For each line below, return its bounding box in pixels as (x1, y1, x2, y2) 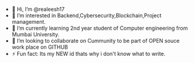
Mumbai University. (11, 31, 59, 38)
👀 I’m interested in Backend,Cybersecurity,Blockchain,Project (11, 12, 162, 19)
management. (11, 18, 46, 25)
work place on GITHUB (11, 43, 68, 51)
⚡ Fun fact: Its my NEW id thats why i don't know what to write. (11, 51, 166, 57)
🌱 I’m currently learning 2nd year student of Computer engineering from (11, 24, 188, 31)
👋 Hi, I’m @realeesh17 (11, 6, 65, 12)
